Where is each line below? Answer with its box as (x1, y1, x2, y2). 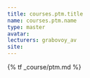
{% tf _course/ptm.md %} (7, 63, 82, 71)
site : (7, 43, 23, 50)
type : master (7, 23, 46, 30)
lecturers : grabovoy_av (7, 37, 77, 44)
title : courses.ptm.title (7, 10, 83, 18)
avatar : (7, 30, 30, 38)
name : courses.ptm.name (7, 17, 77, 24)
